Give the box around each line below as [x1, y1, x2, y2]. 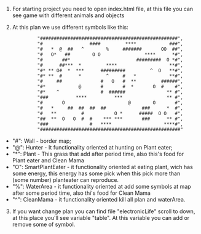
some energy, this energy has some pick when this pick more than [12, 170, 181, 177]
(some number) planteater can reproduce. [12, 176, 119, 183]
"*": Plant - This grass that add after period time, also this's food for [12, 150, 184, 157]
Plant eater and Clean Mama [12, 157, 85, 164]
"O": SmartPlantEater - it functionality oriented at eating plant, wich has [12, 164, 194, 170]
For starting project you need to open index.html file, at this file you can [12, 6, 194, 12]
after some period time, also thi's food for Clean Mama [12, 189, 151, 197]
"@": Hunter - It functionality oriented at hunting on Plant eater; [12, 144, 173, 151]
